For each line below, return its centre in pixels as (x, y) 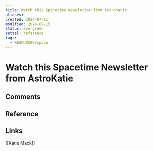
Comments (23, 97)
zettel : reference (24, 33)
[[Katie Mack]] (20, 143)
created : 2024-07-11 (27, 19)
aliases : (14, 15)
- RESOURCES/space (29, 43)
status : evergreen (24, 29)
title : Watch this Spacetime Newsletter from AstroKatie (66, 10)
